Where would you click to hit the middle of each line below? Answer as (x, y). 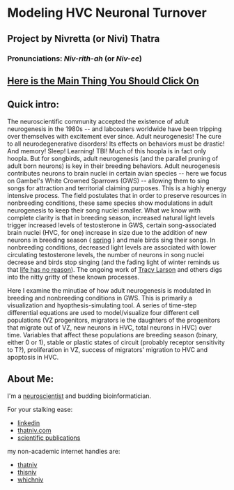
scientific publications (49, 438)
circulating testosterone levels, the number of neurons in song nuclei (106, 254)
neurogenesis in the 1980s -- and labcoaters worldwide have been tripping (115, 129)
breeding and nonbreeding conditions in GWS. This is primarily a (100, 298)
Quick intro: (33, 105)
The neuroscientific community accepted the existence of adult (98, 121)
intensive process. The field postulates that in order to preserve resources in (117, 195)
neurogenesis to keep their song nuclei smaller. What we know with (104, 210)
